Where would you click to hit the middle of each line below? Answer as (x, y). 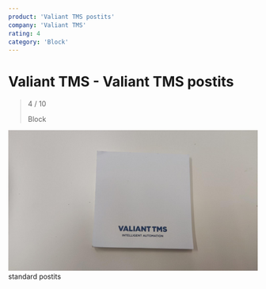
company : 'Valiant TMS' (47, 25)
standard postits (35, 276)
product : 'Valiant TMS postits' (61, 17)
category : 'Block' (38, 42)
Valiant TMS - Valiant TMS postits (121, 82)
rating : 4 (25, 33)
